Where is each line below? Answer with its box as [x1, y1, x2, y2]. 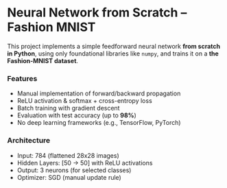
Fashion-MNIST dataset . [7, 56, 79, 64]
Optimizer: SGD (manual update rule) [16, 173, 121, 181]
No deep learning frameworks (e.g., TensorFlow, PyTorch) [16, 119, 181, 127]
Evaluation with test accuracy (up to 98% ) [16, 111, 137, 119]
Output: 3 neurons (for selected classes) [16, 166, 132, 174]
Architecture [7, 136, 51, 145]
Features [7, 73, 38, 83]
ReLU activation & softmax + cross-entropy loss [16, 97, 152, 105]
